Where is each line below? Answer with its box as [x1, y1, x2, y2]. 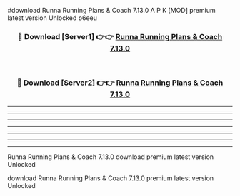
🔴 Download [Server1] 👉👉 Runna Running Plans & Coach [17, 31, 223, 41]
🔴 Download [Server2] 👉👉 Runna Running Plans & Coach [16, 78, 224, 88]
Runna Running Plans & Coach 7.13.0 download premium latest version [7, 153, 214, 161]
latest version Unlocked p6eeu [7, 14, 98, 22]
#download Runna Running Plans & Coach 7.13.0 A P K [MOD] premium [7, 6, 216, 14]
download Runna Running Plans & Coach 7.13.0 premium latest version [7, 174, 214, 182]
